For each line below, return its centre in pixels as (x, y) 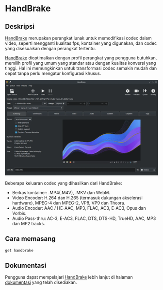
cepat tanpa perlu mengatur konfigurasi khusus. (53, 73)
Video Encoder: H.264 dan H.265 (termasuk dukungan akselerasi (77, 198)
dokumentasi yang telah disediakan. (41, 282)
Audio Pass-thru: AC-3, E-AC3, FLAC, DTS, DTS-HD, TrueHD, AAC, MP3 (84, 218)
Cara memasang (30, 239)
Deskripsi (20, 27)
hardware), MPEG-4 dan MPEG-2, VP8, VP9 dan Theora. (69, 203)
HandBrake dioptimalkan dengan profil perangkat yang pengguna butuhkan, (81, 58)
